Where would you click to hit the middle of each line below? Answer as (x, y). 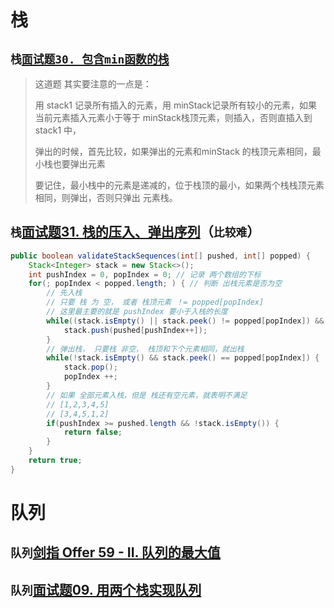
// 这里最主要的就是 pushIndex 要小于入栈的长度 (137, 312)
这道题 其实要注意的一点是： (93, 84)
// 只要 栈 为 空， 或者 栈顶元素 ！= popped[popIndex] (155, 302)
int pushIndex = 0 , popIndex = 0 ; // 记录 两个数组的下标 (145, 274)
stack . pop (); (90, 367)
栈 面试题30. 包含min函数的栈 (90, 59)
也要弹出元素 (79, 164)
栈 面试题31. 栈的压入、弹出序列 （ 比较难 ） (135, 232)
